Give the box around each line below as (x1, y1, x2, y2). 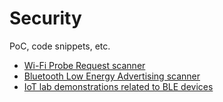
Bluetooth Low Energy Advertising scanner (23, 70, 201, 82)
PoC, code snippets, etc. (9, 40, 111, 52)
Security (9, 7, 82, 30)
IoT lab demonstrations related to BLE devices (23, 80, 214, 92)
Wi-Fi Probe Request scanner (23, 59, 146, 71)
